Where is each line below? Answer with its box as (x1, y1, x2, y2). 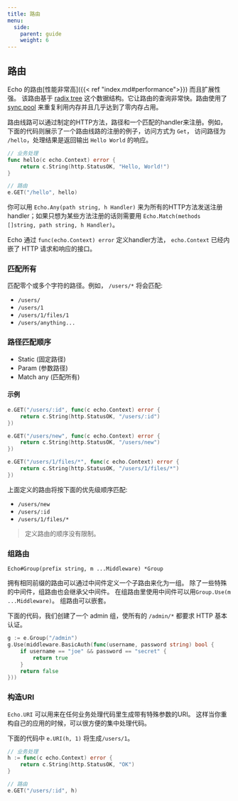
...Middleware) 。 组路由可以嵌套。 (7, 596, 110, 605)
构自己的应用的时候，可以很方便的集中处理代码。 (7, 719, 151, 727)
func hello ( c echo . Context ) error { (7, 156, 116, 163)
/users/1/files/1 (17, 312, 70, 320)
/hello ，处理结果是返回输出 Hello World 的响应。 (7, 136, 153, 144)
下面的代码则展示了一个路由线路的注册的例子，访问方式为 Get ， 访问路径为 (7, 126, 226, 135)
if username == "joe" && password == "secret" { (20, 648, 167, 655)
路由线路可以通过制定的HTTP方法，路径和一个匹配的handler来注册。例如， (7, 118, 227, 126)
